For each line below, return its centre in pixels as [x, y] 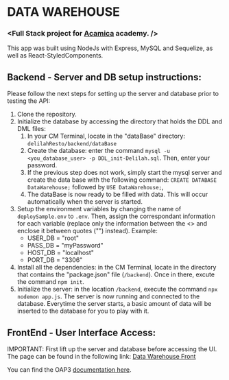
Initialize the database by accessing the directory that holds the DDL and [120, 121]
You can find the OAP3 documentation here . [69, 370]
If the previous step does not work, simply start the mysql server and [124, 173]
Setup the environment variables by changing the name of [99, 209]
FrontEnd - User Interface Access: [82, 332]
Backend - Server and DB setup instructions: [105, 77]
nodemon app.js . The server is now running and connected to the [108, 296]
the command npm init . [50, 282]
